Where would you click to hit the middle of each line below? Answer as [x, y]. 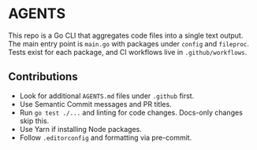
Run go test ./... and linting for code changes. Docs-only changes [131, 112]
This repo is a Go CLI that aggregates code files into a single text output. [126, 35]
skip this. [34, 121]
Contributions [43, 77]
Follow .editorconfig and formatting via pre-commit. [106, 137]
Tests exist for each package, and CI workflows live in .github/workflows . [128, 52]
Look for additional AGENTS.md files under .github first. [107, 96]
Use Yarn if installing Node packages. [80, 129]
